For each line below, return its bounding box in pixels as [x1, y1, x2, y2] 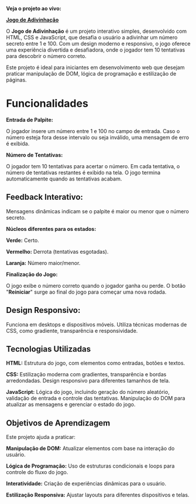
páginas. [6, 76, 27, 83]
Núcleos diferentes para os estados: [6, 225, 97, 232]
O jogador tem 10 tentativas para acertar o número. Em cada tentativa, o [6, 162, 180, 169]
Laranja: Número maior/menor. [6, 259, 81, 266]
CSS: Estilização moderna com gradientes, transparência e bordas [6, 371, 167, 378]
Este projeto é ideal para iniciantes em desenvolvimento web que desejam [6, 64, 185, 71]
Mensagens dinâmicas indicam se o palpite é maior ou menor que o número [6, 207, 189, 214]
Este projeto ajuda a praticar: [6, 434, 76, 441]
